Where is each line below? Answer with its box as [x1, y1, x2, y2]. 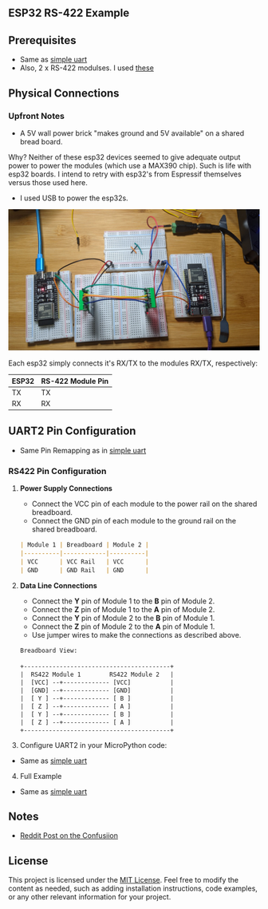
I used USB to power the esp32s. [19, 193, 129, 203]
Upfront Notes [8, 110, 65, 121]
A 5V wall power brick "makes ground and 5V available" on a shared [19, 128, 245, 138]
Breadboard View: [19, 646, 78, 654]
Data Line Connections [19, 580, 97, 590]
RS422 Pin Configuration [8, 465, 107, 476]
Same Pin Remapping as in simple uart [19, 445, 147, 455]
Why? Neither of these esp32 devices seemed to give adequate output [8, 152, 241, 162]
